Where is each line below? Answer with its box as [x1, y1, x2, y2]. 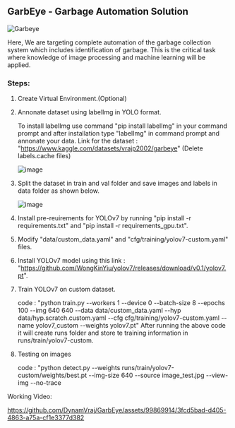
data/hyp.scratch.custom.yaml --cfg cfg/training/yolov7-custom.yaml [17, 314, 220, 322]
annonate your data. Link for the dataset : [17, 137, 138, 145]
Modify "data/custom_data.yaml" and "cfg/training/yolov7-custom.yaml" [17, 235, 229, 244]
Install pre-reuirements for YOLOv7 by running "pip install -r [17, 214, 192, 222]
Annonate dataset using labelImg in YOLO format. [17, 108, 162, 117]
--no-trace [30, 379, 61, 387]
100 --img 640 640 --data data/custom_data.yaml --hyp [17, 307, 181, 315]
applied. [7, 60, 31, 69]
